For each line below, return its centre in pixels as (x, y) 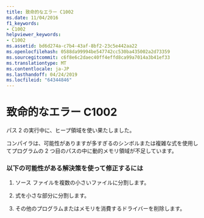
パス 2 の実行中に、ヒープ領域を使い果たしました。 (71, 130)
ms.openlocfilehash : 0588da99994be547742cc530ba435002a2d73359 (88, 52)
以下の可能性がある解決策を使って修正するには (75, 168)
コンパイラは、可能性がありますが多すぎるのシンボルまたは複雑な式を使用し (102, 144)
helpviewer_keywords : (34, 35)
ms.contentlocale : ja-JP (38, 69)
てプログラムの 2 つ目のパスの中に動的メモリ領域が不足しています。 (92, 151)
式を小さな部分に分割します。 (52, 195)
